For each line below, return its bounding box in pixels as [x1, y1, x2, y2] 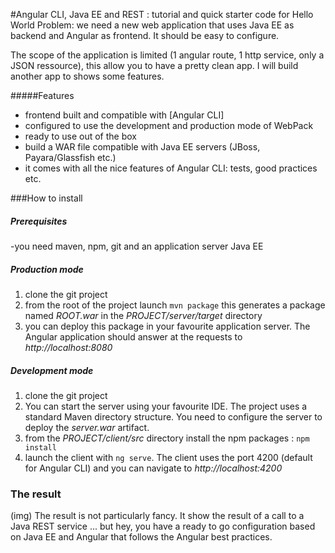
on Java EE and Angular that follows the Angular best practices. [10, 531, 273, 543]
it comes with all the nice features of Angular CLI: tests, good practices [24, 162, 318, 174]
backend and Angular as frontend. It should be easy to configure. [10, 30, 280, 41]
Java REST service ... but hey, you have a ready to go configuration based [10, 520, 316, 533]
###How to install [10, 192, 83, 204]
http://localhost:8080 [24, 341, 113, 353]
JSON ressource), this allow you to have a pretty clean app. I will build [10, 60, 299, 71]
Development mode [10, 364, 94, 376]
